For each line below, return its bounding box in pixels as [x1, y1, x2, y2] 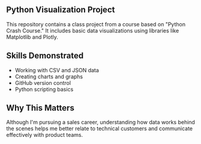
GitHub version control [14, 79, 71, 86]
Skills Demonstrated [6, 51, 84, 61]
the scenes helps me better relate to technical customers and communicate [6, 125, 193, 132]
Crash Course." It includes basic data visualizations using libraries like [6, 27, 179, 34]
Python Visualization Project [6, 5, 115, 15]
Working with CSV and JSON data [14, 66, 99, 73]
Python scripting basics [14, 85, 74, 93]
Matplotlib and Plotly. [6, 33, 59, 41]
